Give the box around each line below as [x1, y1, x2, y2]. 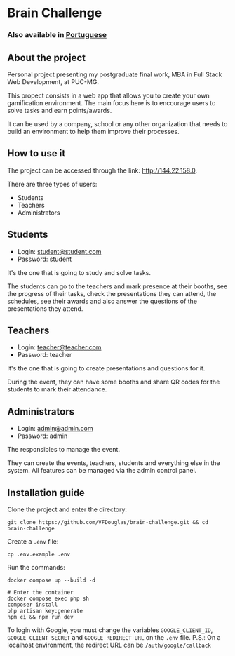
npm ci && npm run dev [7, 613, 74, 620]
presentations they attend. [7, 304, 83, 313]
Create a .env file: [7, 537, 59, 545]
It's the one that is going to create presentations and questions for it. [7, 364, 206, 373]
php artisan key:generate [7, 607, 83, 615]
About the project [7, 51, 86, 64]
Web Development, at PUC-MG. [7, 77, 100, 86]
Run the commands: [7, 563, 65, 571]
